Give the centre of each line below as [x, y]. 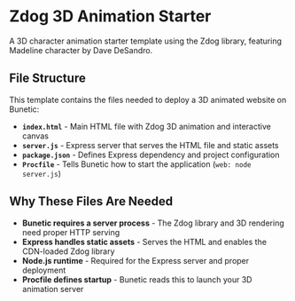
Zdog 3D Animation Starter [110, 16]
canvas [35, 136]
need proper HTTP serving [71, 232]
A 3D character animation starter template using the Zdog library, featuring [145, 41]
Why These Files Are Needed [91, 202]
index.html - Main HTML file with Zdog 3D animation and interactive [147, 126]
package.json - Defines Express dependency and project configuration [151, 154]
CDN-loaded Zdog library [68, 251]
